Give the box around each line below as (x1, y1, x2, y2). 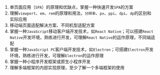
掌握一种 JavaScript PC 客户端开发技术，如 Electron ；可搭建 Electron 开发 (9, 46, 154, 52)
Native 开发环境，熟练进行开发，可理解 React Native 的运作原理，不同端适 (9, 34, 155, 40)
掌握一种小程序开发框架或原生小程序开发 (9, 59, 91, 64)
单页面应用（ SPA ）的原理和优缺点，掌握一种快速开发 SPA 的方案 (9, 4, 133, 10)
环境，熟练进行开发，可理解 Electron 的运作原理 (9, 53, 104, 58)
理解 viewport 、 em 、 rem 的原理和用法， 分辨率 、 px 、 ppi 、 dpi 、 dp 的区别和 (9, 10, 152, 16)
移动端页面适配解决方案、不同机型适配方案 (9, 22, 95, 28)
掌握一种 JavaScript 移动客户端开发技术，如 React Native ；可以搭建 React (9, 29, 154, 34)
